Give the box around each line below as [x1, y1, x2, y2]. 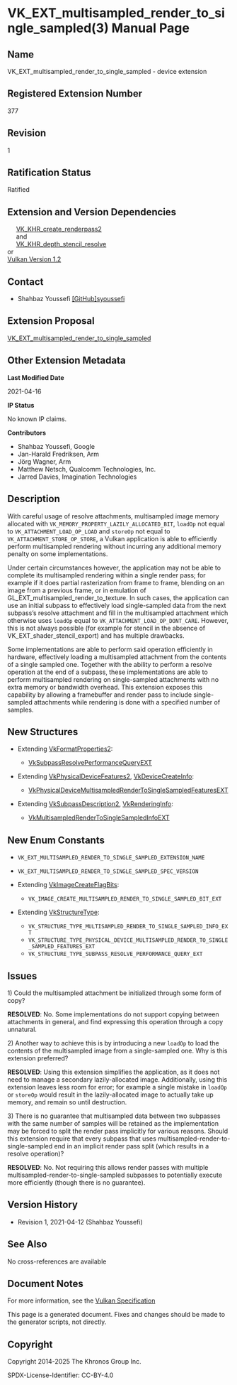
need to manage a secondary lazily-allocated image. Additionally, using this [7, 1075, 228, 1084]
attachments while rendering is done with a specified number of [34, 697, 221, 706]
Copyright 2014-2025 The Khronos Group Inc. [7, 1357, 141, 1366]
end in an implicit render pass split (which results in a [54, 1141, 209, 1150]
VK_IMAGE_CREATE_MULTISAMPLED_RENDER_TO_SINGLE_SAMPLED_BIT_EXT [28, 896, 222, 903]
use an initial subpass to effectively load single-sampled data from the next [7, 601, 226, 609]
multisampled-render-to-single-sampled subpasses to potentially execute [7, 1171, 223, 1179]
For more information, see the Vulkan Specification [7, 1296, 156, 1305]
